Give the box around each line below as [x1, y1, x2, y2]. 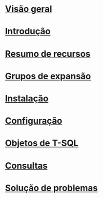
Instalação [5, 93, 49, 104]
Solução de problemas [5, 182, 98, 194]
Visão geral [5, 3, 52, 15]
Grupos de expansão [5, 70, 91, 82]
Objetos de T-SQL [5, 138, 79, 149]
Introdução [5, 26, 51, 37]
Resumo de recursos [5, 48, 91, 59]
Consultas [5, 160, 48, 171]
